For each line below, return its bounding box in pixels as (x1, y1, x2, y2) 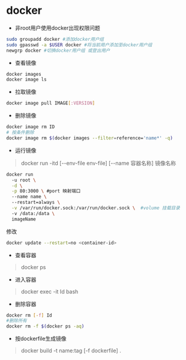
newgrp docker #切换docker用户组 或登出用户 (6, 47, 110, 53)
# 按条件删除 (6, 130, 34, 136)
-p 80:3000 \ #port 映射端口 (11, 188, 81, 194)
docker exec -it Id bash (20, 288, 79, 295)
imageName (11, 216, 36, 222)
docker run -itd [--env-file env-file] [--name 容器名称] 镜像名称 (20, 159, 176, 166)
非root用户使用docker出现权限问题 (14, 24, 100, 31)
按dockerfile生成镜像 (14, 335, 67, 343)
